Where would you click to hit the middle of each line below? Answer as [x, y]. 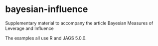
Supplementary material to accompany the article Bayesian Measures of [79, 23]
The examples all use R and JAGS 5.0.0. [46, 38]
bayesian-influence [47, 9]
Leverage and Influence [29, 28]
